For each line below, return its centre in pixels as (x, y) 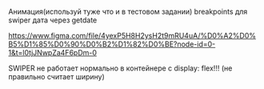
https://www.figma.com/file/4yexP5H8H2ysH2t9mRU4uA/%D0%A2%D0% (132, 36)
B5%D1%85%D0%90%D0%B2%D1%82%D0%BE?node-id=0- (112, 44)
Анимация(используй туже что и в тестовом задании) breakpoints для (128, 12)
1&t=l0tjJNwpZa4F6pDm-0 (53, 53)
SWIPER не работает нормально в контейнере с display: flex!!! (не (120, 68)
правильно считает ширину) (57, 77)
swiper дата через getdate (53, 20)
